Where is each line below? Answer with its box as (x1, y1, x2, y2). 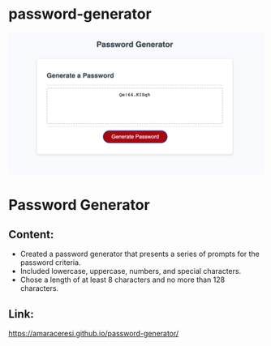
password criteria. (19, 258, 81, 267)
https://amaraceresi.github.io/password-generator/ (8, 329, 179, 339)
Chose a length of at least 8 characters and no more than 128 (19, 275, 226, 284)
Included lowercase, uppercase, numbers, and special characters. (19, 267, 242, 276)
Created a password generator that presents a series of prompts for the (19, 249, 260, 259)
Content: (8, 228, 54, 241)
